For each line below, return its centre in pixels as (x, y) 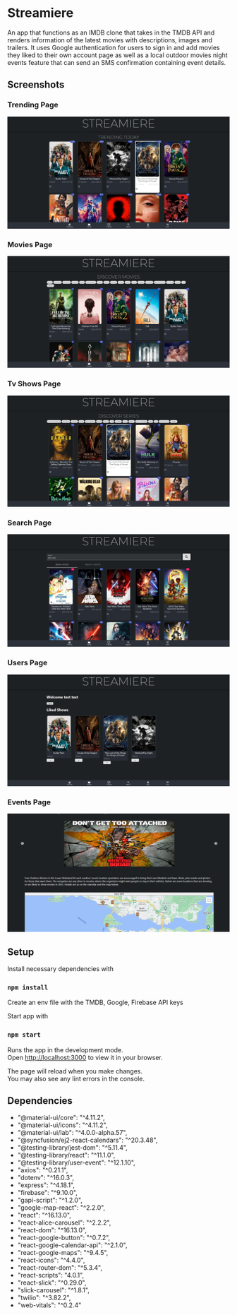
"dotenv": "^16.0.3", (45, 1178)
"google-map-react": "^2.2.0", (61, 1208)
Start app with (28, 1016)
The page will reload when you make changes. (75, 1071)
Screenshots (36, 85)
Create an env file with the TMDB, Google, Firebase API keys (95, 1002)
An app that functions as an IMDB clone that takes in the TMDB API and (111, 32)
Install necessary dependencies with (61, 969)
